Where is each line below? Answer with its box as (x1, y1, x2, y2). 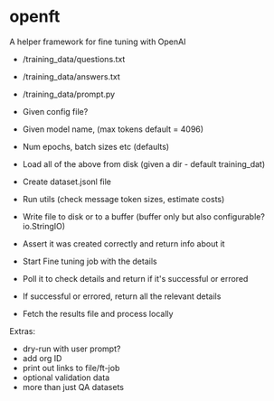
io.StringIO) (22, 220, 66, 231)
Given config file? (22, 106, 89, 117)
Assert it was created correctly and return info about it (22, 238, 225, 249)
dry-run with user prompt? (22, 343, 121, 354)
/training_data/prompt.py (22, 89, 116, 99)
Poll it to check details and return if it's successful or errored (22, 273, 249, 284)
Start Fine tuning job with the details (22, 256, 157, 266)
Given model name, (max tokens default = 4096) (22, 124, 204, 135)
